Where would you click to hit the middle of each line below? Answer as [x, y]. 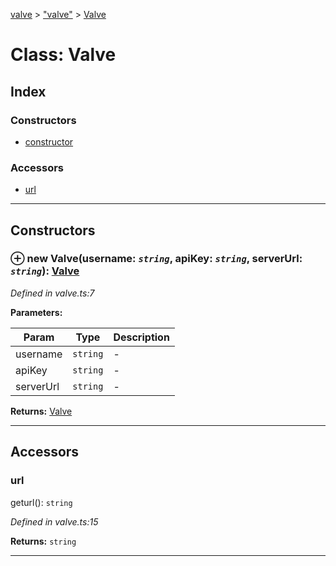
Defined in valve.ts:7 [52, 293]
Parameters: [36, 312]
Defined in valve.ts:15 [54, 521]
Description [141, 337]
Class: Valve [63, 55]
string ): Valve [45, 271]
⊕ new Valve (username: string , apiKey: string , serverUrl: [156, 259]
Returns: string [43, 541]
